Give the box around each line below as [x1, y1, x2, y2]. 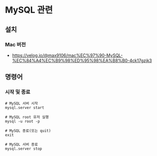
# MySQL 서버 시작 [5, 101, 38, 106]
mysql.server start [5, 105, 45, 110]
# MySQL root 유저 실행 [5, 115, 49, 120]
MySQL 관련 [5, 4, 53, 16]
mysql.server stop [5, 146, 42, 151]
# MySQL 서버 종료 [5, 142, 38, 147]
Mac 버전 [5, 41, 26, 48]
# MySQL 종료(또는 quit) [5, 128, 51, 133]
